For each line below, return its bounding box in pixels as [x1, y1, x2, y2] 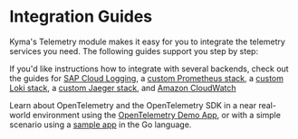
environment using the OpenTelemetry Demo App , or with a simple [32, 109, 281, 120]
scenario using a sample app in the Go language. [9, 119, 192, 130]
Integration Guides [9, 6, 153, 27]
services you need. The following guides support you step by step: [9, 45, 259, 56]
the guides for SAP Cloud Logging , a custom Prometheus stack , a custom [9, 72, 284, 83]
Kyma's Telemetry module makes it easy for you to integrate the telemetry [9, 36, 285, 47]
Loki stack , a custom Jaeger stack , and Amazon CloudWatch [9, 82, 237, 93]
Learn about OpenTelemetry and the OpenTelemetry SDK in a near [9, 99, 256, 110]
